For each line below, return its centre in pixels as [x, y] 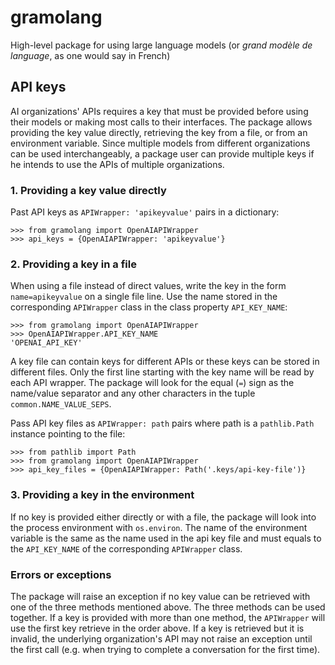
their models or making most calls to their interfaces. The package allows [161, 122]
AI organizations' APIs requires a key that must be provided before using [159, 111]
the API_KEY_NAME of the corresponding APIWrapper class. [126, 548]
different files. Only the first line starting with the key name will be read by [162, 372]
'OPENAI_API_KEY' [46, 343]
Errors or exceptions [61, 574]
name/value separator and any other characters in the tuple [133, 393]
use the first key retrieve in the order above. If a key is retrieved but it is [157, 628]
